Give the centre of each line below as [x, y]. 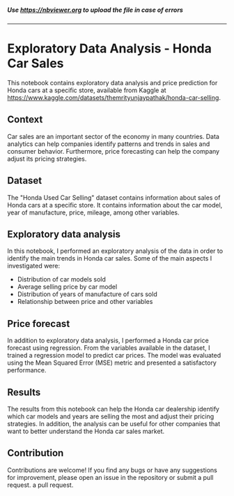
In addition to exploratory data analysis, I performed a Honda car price [108, 341]
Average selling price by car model [67, 287]
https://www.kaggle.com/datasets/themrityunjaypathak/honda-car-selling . [114, 97]
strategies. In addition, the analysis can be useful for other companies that [114, 423]
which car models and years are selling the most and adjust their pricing [111, 416]
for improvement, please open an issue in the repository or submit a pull [110, 477]
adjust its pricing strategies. [47, 159]
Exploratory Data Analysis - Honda [110, 49]
